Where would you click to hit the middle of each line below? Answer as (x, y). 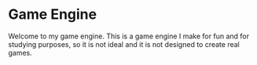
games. (20, 52)
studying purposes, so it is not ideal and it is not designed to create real (124, 44)
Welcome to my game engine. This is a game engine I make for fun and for (129, 36)
